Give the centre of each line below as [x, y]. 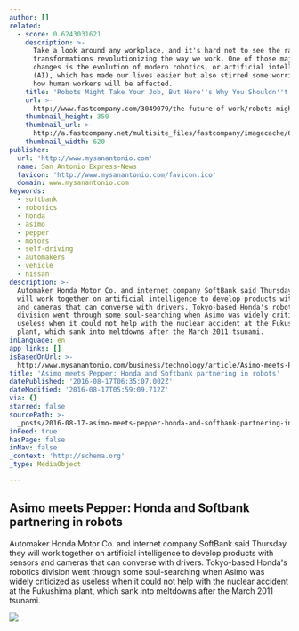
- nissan [33, 274]
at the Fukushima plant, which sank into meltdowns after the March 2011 [141, 591]
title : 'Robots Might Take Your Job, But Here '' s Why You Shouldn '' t [157, 92]
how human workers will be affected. [103, 84]
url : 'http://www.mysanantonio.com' [85, 158]
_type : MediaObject [45, 465]
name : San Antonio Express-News [77, 166]
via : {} [24, 398]
